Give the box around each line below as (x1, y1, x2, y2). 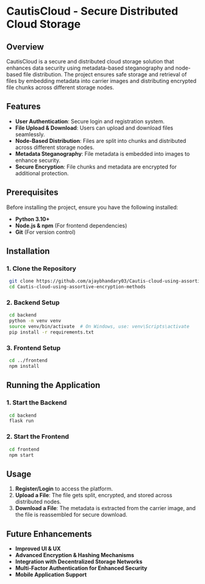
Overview (6, 42, 45, 52)
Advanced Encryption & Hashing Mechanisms (15, 552, 134, 559)
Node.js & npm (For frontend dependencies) (15, 222, 128, 229)
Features (6, 101, 41, 112)
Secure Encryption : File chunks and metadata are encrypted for (15, 163, 177, 170)
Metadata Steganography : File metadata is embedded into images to (15, 150, 190, 157)
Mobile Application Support (15, 571, 87, 579)
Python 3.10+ (15, 215, 50, 222)
